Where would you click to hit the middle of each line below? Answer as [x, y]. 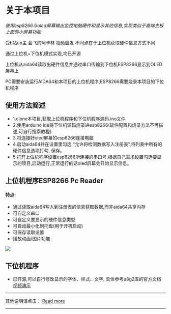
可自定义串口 [26, 213]
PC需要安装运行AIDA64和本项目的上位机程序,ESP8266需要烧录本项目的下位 [85, 81]
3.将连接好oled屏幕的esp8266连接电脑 [53, 137]
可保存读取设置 [28, 233]
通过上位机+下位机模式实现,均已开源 [43, 53]
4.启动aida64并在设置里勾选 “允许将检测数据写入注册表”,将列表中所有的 [87, 144]
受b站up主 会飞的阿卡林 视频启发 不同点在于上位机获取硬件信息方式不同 [80, 42]
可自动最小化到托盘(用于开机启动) [48, 226]
